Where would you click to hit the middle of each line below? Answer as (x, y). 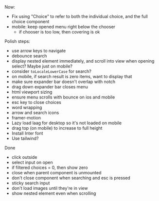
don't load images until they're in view (50, 188)
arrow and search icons (35, 113)
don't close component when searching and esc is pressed (71, 178)
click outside (24, 157)
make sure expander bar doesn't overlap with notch (63, 82)
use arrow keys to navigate (39, 51)
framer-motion (26, 118)
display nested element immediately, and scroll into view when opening (83, 61)
